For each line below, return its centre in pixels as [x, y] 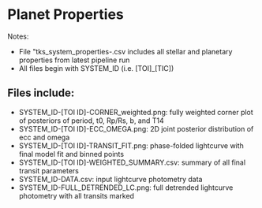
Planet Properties [65, 15]
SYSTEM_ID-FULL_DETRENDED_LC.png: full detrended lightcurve [126, 188]
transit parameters [49, 170]
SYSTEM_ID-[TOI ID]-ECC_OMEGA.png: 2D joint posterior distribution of [136, 128]
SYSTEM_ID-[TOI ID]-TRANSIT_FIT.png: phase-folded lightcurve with [131, 145]
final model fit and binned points [71, 154]
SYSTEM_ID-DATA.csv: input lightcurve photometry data [110, 179]
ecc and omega [44, 137]
